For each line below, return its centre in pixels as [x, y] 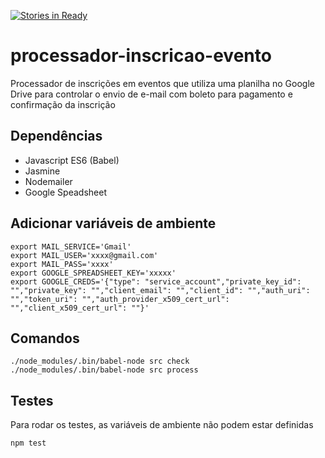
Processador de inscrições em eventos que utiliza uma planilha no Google [162, 83]
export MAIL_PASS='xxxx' [62, 264]
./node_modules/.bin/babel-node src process [104, 370]
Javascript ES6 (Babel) [72, 160]
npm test [28, 443]
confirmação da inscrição [63, 104]
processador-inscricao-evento [141, 56]
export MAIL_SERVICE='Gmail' [71, 246]
